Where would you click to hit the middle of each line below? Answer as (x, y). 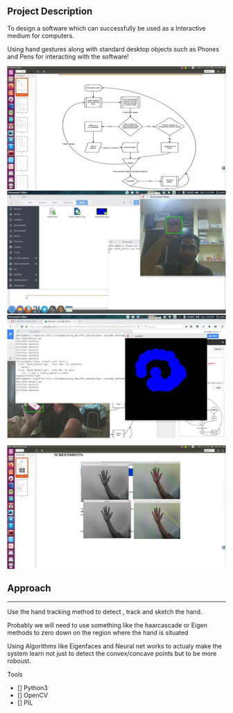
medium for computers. (41, 35)
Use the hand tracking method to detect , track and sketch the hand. (105, 611)
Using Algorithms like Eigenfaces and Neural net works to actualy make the (115, 646)
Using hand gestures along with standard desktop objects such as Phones (113, 49)
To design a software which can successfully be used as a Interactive (106, 28)
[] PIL (25, 703)
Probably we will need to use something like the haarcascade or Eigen (107, 625)
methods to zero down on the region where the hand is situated (98, 632)
